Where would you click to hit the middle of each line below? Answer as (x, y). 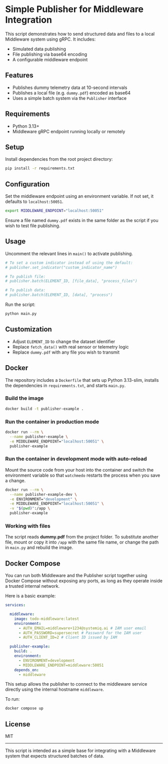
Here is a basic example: (30, 596)
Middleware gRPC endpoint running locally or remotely (69, 131)
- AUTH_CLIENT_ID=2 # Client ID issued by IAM (68, 637)
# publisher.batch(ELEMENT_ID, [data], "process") (59, 295)
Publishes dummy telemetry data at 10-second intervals (70, 87)
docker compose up (24, 708)
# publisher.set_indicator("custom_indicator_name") (61, 267)
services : (15, 605)
